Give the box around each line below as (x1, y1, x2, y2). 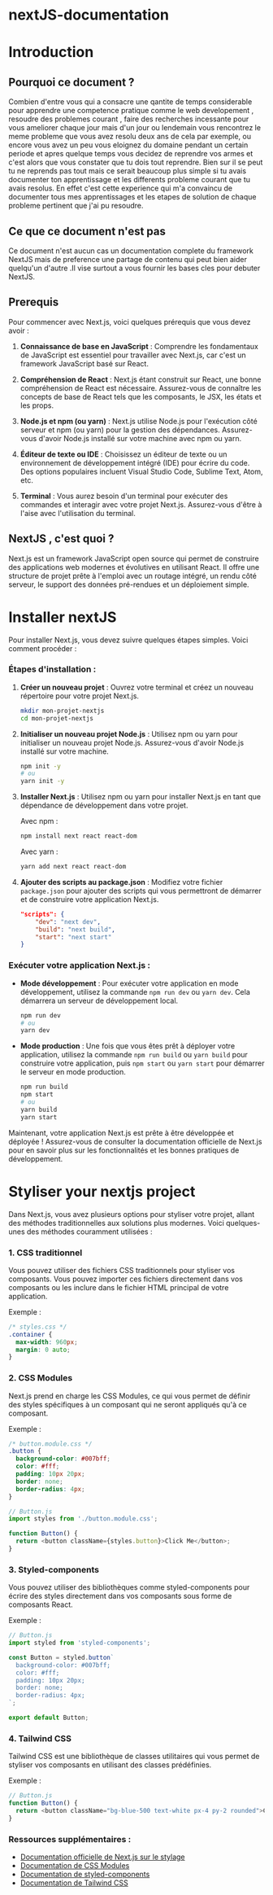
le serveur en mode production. (19, 1067, 126, 1077)
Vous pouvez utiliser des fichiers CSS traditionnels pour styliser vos (8, 1265, 236, 1275)
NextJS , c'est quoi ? (8, 532, 115, 546)
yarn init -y (19, 777, 65, 786)
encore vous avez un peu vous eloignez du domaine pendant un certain (8, 140, 249, 150)
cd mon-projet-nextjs (19, 714, 93, 722)
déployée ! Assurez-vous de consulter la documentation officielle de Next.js (8, 1136, 262, 1146)
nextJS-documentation (8, 6, 169, 24)
